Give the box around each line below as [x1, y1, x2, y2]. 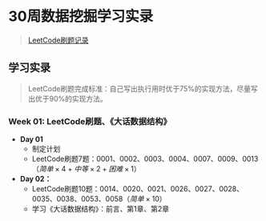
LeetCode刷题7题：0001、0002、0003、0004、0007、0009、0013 [31, 154, 259, 164]
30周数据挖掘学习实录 [8, 7, 154, 26]
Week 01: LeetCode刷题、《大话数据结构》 [8, 115, 172, 127]
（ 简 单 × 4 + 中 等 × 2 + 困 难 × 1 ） [31, 164, 142, 174]
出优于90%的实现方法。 [27, 94, 108, 103]
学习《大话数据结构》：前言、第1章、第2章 [31, 204, 170, 214]
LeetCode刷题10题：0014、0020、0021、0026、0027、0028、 [31, 184, 244, 194]
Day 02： [19, 174, 52, 184]
